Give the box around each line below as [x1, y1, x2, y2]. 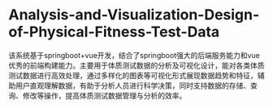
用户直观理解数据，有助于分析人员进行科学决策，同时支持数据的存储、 [15, 81, 250, 90]
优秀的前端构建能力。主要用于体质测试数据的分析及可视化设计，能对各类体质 [8, 60, 265, 70]
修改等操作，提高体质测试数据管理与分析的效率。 [22, 90, 187, 100]
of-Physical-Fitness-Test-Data [8, 23, 220, 41]
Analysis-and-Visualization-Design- [8, 6, 260, 24]
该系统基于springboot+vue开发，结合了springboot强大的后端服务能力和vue [8, 50, 260, 60]
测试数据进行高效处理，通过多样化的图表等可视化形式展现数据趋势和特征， [8, 70, 258, 80]
